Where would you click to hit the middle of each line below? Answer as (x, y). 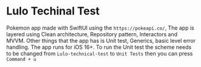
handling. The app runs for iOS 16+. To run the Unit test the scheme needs (99, 47)
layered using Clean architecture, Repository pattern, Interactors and (92, 34)
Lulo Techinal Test (53, 11)
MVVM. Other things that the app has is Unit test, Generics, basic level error (101, 40)
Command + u (21, 59)
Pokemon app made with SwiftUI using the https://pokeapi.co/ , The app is (100, 28)
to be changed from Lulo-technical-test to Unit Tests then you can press (100, 53)
